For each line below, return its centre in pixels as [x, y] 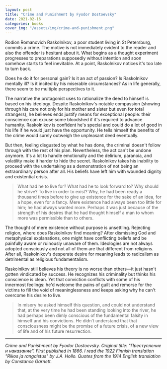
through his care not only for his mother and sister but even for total [75, 109]
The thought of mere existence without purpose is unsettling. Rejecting [78, 228]
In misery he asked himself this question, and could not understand [86, 305]
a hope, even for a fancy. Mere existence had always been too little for [89, 202]
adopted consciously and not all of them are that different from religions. [80, 249]
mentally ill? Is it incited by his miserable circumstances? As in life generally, [83, 84]
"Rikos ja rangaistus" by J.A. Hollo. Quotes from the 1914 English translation [83, 356]
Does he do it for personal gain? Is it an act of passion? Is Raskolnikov [77, 78]
